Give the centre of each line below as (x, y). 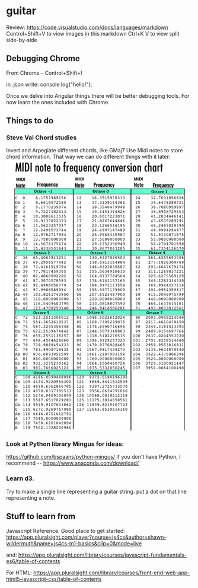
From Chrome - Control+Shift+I (44, 73)
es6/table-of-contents (33, 561)
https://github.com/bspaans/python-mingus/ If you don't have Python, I (93, 457)
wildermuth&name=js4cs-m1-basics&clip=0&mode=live (74, 543)
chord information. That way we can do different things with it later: (88, 157)
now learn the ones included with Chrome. (58, 102)
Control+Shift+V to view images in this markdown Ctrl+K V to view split (93, 33)
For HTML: (19, 573)
